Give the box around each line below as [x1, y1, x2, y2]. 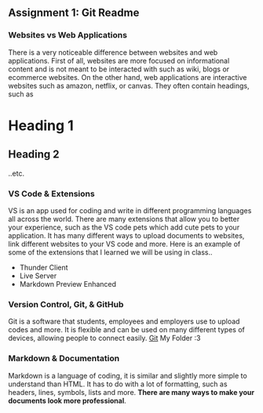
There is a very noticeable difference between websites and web [8, 47, 218, 57]
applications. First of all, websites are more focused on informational [8, 56, 230, 65]
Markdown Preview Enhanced [19, 279, 116, 288]
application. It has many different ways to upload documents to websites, [8, 230, 245, 240]
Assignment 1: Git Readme [8, 6, 140, 20]
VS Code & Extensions [8, 188, 96, 199]
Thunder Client [19, 263, 68, 272]
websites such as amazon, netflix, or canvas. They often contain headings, [8, 81, 250, 90]
